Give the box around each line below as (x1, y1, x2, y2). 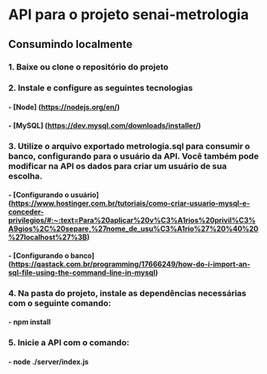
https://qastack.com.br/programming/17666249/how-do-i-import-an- (10, 259, 251, 269)
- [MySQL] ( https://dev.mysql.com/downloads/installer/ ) (8, 120, 202, 130)
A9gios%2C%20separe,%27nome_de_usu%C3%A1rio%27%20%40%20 (8, 224, 259, 234)
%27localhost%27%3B (8, 233, 88, 242)
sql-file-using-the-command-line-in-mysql (8, 267, 155, 277)
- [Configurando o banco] (8, 250, 95, 260)
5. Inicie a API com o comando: (8, 337, 130, 348)
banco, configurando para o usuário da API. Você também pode (8, 150, 259, 161)
